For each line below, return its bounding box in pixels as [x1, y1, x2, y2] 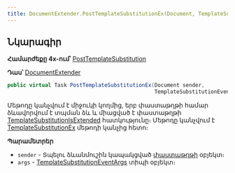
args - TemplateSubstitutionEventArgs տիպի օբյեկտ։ [17, 158, 176, 167]
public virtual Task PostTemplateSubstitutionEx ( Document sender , [7, 82, 205, 89]
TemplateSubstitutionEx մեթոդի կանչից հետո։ [7, 123, 149, 132]
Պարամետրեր [7, 137, 54, 146]
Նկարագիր [7, 36, 62, 48]
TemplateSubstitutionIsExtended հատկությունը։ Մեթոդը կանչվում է [7, 116, 215, 125]
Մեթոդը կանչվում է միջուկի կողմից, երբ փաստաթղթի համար [7, 101, 208, 109]
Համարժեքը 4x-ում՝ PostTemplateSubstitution [7, 55, 147, 63]
